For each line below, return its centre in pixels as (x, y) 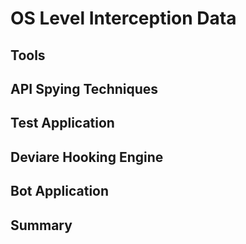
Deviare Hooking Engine (87, 157)
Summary (41, 225)
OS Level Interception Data (123, 18)
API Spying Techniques (84, 88)
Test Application (62, 123)
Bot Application (60, 191)
